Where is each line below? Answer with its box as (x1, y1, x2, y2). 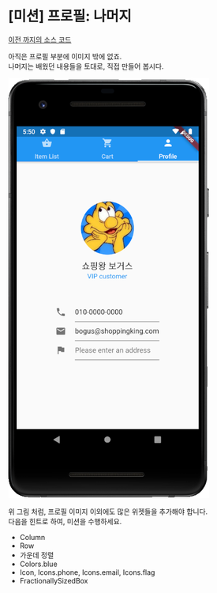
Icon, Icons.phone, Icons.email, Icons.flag (19, 567, 155, 577)
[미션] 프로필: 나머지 (8, 7, 132, 25)
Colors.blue (19, 559, 58, 568)
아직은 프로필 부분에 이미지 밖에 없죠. (8, 51, 122, 61)
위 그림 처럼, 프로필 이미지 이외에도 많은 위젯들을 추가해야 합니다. (8, 507, 208, 516)
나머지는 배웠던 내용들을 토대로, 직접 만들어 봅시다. (8, 61, 164, 71)
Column (19, 532, 46, 542)
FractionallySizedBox (19, 576, 88, 585)
